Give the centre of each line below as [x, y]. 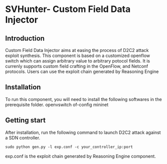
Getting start [25, 120]
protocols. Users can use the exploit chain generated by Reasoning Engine [82, 71]
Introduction [25, 38]
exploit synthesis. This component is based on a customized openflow [78, 55]
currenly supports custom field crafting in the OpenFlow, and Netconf [77, 66]
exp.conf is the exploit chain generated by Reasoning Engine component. [80, 156]
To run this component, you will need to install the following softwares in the [83, 99]
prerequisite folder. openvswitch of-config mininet [57, 104]
